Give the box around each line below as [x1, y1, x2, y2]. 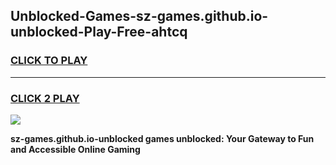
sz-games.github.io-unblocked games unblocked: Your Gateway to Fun [10, 132, 315, 144]
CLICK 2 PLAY [10, 91, 80, 105]
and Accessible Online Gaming [10, 143, 141, 155]
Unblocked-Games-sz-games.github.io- [10, 8, 269, 25]
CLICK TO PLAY [10, 54, 88, 68]
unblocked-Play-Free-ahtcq [10, 24, 188, 41]
